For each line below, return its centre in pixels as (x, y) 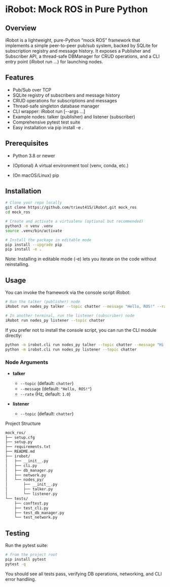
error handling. (21, 579)
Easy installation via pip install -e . (48, 127)
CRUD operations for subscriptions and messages (65, 100)
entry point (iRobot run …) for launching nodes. (54, 62)
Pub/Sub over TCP (32, 90)
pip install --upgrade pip (34, 245)
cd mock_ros (18, 212)
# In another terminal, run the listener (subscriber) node (70, 316)
